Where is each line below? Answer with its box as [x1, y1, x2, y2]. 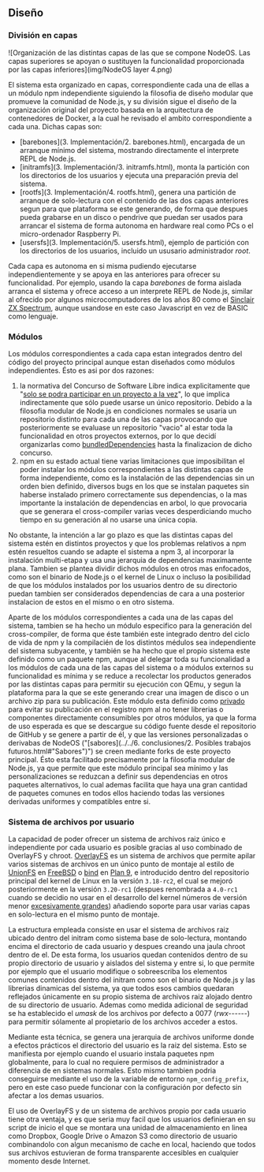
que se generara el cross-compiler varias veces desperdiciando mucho [19, 506, 252, 515]
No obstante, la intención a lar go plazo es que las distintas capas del [8, 530, 233, 539]
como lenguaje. [8, 311, 59, 321]
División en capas [8, 30, 78, 41]
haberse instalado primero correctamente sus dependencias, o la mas [19, 489, 247, 499]
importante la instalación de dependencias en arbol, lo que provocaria [19, 498, 247, 508]
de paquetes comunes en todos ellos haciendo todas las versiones [8, 788, 225, 798]
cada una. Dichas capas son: [8, 121, 102, 131]
